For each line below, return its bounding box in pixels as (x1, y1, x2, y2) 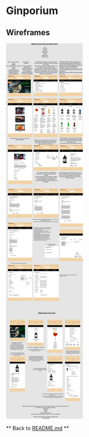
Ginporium (6, 4, 58, 18)
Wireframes (6, 28, 51, 38)
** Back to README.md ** (6, 425, 69, 432)
